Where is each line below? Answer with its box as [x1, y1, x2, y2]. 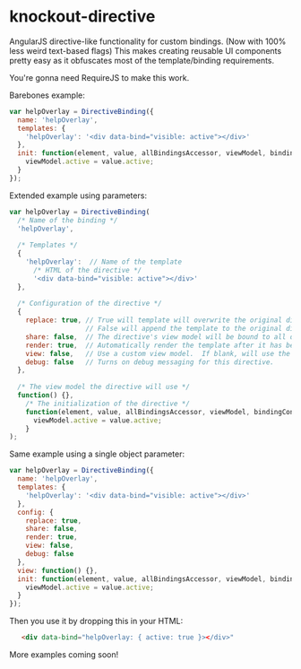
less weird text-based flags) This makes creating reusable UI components [9, 45, 282, 56]
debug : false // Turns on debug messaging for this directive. [25, 357, 275, 367]
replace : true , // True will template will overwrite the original [25, 316, 282, 325]
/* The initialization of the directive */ [25, 399, 191, 408]
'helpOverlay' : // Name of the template [25, 257, 182, 266]
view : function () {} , [17, 566, 99, 575]
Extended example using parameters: [9, 190, 148, 201]
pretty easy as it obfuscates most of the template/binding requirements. [9, 55, 275, 65]
